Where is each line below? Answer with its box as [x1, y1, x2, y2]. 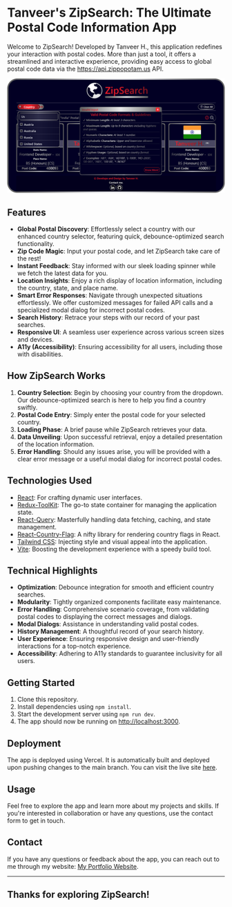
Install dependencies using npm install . [17, 703, 131, 711]
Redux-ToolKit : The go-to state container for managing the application [17, 500, 217, 509]
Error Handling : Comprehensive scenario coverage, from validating [17, 605, 209, 614]
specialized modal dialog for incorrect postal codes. [17, 306, 166, 315]
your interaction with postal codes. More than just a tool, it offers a [7, 50, 197, 58]
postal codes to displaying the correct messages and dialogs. [17, 613, 193, 621]
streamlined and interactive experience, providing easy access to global [7, 57, 212, 65]
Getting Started [7, 677, 75, 689]
